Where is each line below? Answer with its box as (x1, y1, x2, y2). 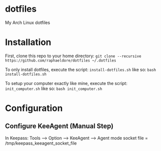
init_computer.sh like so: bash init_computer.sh (5, 86, 102, 91)
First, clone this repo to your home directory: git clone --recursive (5, 53, 142, 59)
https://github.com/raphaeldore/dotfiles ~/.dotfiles (5, 58, 117, 63)
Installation (5, 37, 52, 48)
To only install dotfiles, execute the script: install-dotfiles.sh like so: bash (5, 66, 157, 72)
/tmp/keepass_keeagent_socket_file (5, 140, 77, 146)
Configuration (5, 103, 63, 114)
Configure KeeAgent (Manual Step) (5, 122, 114, 130)
